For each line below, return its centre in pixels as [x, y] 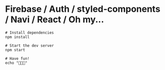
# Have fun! [17, 58]
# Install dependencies [30, 33]
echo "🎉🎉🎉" [16, 63]
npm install [17, 37]
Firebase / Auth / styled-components [83, 9]
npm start [15, 50]
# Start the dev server [30, 45]
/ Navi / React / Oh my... [55, 19]
